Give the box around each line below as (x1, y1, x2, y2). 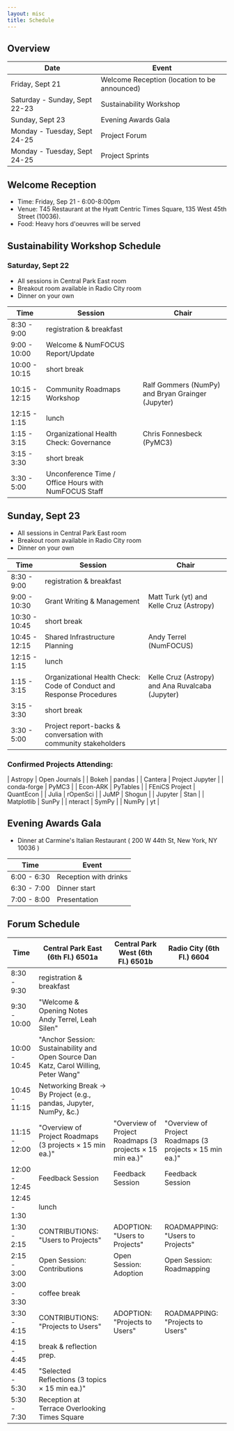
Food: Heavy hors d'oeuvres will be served (17, 220, 141, 228)
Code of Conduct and (45, 681, 116, 691)
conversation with (45, 730, 103, 740)
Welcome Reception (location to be (100, 75, 216, 84)
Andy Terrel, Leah (38, 1014, 97, 1024)
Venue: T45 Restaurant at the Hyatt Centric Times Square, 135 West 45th (17, 205, 227, 213)
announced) (100, 84, 141, 93)
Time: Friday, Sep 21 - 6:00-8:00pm (17, 197, 120, 206)
